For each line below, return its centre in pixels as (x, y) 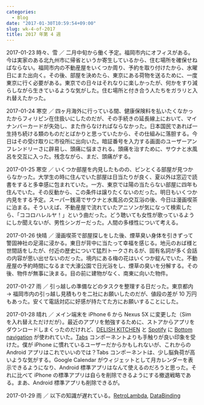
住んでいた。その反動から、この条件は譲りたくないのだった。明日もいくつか (102, 192)
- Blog (20, 18)
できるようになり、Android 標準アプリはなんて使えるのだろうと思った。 (101, 367)
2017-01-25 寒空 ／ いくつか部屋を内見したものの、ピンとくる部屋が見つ (97, 169)
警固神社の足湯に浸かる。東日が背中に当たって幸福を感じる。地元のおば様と (102, 243)
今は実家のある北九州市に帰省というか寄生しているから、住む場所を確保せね (102, 60)
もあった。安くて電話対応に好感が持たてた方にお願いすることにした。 (94, 302)
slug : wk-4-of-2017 (31, 29)
